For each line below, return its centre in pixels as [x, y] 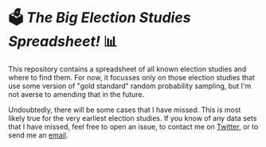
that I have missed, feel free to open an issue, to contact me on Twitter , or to [133, 126]
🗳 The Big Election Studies [100, 18]
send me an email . [38, 135]
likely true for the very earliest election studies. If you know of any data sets [133, 118]
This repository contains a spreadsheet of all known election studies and [127, 69]
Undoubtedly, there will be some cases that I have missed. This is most [125, 110]
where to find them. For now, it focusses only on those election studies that [131, 77]
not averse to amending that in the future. [76, 94]
